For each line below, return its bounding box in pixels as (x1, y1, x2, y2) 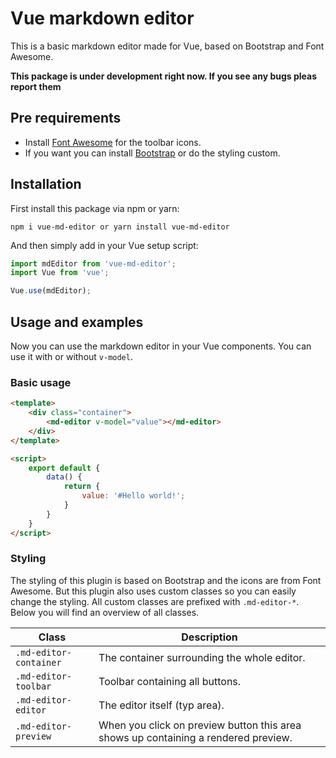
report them (10, 80, 62, 92)
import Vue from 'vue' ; (10, 268, 110, 278)
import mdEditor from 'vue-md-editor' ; (10, 258, 177, 269)
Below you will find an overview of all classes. (10, 606, 200, 618)
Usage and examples (10, 313, 144, 331)
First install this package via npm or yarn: (10, 202, 180, 214)
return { (63, 482, 101, 492)
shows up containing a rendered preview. (98, 730, 293, 744)
